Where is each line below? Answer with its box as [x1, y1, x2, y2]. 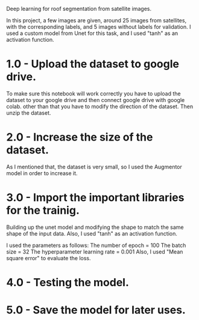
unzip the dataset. [6, 109, 51, 117]
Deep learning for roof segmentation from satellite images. [6, 5, 152, 12]
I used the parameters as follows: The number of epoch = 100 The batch [6, 242, 186, 249]
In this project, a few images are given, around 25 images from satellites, [6, 17, 187, 24]
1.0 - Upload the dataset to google [6, 57, 180, 71]
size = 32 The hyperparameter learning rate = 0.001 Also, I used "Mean [6, 248, 183, 255]
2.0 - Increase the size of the [6, 130, 153, 144]
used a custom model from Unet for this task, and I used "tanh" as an [6, 30, 178, 37]
